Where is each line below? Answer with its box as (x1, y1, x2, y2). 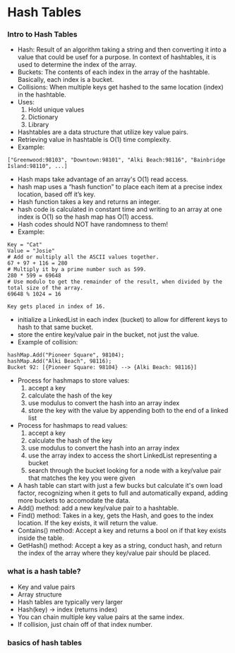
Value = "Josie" (7, 248, 55, 255)
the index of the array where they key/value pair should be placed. (17, 549, 211, 558)
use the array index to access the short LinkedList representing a (28, 451, 217, 460)
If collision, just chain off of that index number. (17, 620, 153, 628)
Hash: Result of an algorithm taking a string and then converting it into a (17, 45, 227, 54)
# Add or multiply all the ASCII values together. (7, 253, 159, 261)
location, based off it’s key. (17, 190, 96, 198)
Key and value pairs (17, 582, 76, 591)
